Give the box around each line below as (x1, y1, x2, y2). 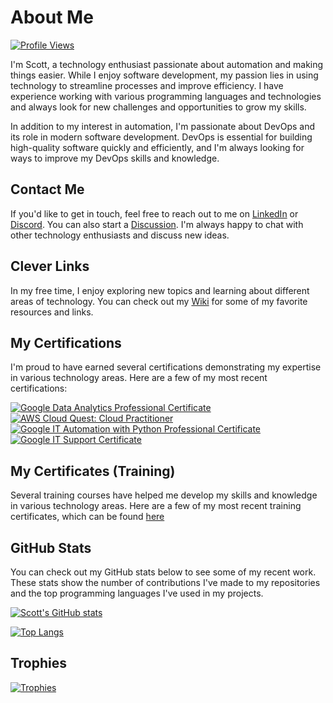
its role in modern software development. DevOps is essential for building (10, 131, 313, 143)
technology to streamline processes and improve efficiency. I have (10, 79, 284, 91)
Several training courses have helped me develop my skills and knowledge (10, 489, 318, 501)
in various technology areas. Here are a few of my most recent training (10, 500, 302, 512)
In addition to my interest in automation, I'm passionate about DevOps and (10, 120, 316, 132)
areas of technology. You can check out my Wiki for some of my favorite (10, 295, 308, 307)
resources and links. (10, 306, 94, 318)
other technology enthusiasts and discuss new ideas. (10, 229, 230, 241)
